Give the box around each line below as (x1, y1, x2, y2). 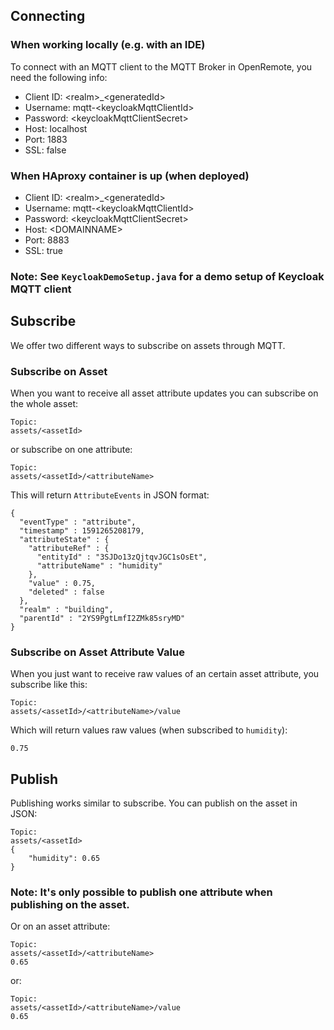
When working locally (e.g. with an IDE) (10, 38, 206, 52)
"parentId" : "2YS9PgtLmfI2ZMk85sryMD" (19, 614, 186, 624)
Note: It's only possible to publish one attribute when (10, 885, 273, 899)
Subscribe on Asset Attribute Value (10, 645, 185, 659)
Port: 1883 (24, 133, 68, 145)
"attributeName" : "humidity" (36, 561, 163, 571)
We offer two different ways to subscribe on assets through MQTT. (10, 339, 286, 351)
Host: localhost (24, 122, 88, 134)
